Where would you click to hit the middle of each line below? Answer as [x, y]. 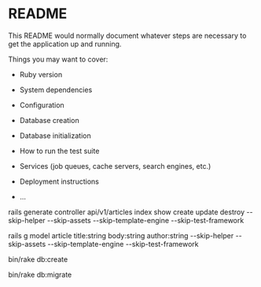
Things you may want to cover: [58, 59]
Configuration [42, 105]
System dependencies [56, 89]
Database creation [50, 120]
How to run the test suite [59, 151]
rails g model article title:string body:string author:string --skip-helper [121, 235]
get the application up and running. [65, 43]
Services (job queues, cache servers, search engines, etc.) [115, 166]
